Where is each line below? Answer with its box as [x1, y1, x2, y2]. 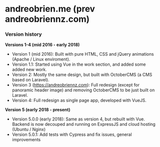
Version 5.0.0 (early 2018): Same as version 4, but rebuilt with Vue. [12, 116, 145, 122]
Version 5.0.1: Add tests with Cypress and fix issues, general [12, 132, 132, 137]
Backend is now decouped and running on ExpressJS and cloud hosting [12, 121, 156, 127]
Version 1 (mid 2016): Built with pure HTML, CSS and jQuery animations [12, 51, 154, 57]
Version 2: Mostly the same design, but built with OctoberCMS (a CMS [12, 72, 152, 78]
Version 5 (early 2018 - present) [5, 107, 71, 113]
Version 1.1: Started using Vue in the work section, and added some [12, 61, 146, 67]
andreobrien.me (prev [5, 3, 95, 15]
